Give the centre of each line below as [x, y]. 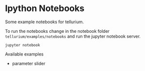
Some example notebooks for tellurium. [45, 22]
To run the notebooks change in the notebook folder [57, 31]
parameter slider [28, 63]
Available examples [24, 54]
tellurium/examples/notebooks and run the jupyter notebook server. [73, 36]
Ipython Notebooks [45, 8]
